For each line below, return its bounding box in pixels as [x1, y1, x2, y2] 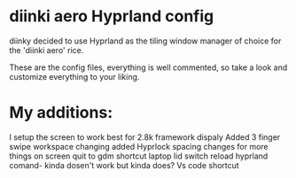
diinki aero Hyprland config [9, 6, 214, 27]
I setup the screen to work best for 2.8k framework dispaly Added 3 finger [9, 131, 281, 143]
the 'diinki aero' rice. [9, 44, 84, 55]
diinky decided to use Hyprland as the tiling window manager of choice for [9, 35, 282, 46]
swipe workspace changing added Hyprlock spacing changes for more [9, 141, 269, 151]
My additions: [9, 103, 113, 123]
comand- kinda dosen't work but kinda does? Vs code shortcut [9, 159, 239, 170]
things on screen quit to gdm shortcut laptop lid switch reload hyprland [9, 151, 269, 161]
